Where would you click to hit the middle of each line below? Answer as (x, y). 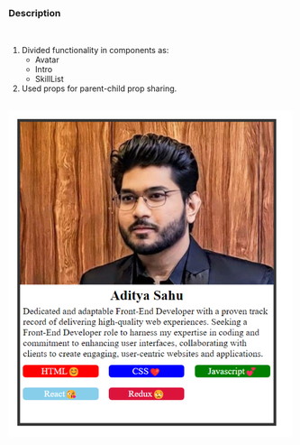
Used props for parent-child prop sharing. (99, 88)
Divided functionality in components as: (95, 51)
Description (35, 13)
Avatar (47, 60)
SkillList (49, 79)
